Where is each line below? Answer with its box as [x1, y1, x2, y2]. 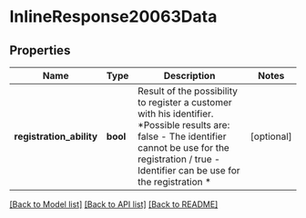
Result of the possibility [138, 84, 239, 97]
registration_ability [14, 130, 98, 143]
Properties [9, 43, 71, 58]
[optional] [250, 130, 292, 143]
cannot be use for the [138, 142, 229, 154]
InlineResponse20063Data [9, 6, 218, 27]
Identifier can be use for [138, 164, 240, 176]
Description [163, 70, 216, 82]
